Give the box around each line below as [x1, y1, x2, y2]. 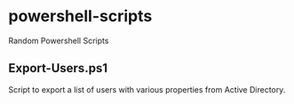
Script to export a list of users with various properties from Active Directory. [8, 84, 286, 94]
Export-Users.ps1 [8, 61, 108, 76]
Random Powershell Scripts [8, 35, 109, 46]
